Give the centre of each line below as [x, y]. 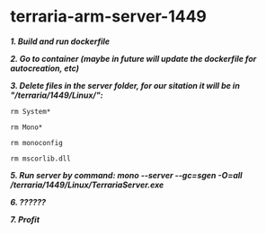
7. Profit [25, 219]
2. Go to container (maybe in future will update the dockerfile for [133, 58]
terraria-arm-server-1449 [109, 17]
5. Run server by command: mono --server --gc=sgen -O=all [126, 175]
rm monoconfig [37, 143]
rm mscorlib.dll [40, 159]
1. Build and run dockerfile [60, 41]
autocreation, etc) [45, 68]
